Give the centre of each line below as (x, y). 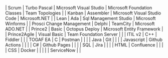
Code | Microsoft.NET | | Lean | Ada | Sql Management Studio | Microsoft (80, 18)
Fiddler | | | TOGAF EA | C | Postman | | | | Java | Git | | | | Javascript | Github (84, 39)
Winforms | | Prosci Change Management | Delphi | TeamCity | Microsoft (80, 23)
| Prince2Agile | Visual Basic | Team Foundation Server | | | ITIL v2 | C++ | (81, 34)
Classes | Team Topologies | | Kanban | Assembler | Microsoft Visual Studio (83, 13)
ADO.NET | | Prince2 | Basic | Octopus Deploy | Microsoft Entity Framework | (84, 29)
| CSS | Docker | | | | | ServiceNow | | (43, 50)
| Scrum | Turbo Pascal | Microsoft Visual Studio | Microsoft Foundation (79, 8)
